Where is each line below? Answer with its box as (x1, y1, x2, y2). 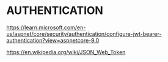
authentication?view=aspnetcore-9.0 (6, 36, 100, 44)
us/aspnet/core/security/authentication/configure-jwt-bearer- (6, 30, 162, 37)
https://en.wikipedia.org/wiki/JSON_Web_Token (6, 48, 126, 55)
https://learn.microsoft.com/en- (6, 24, 86, 31)
